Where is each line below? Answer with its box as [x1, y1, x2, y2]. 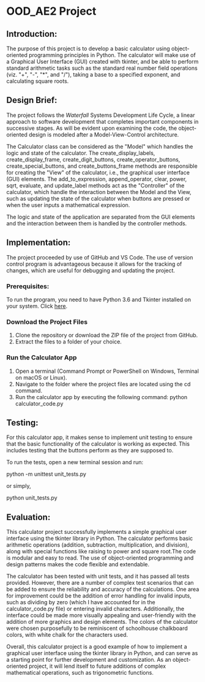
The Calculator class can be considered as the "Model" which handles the [6, 143, 193, 150]
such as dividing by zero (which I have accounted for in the [6, 599, 155, 606]
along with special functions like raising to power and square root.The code [6, 548, 196, 555]
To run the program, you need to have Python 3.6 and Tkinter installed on [6, 296, 192, 303]
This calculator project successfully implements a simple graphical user [6, 528, 187, 536]
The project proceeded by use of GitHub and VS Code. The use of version [6, 253, 193, 261]
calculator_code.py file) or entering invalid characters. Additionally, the [6, 605, 185, 613]
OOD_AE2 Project [6, 4, 97, 18]
